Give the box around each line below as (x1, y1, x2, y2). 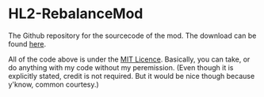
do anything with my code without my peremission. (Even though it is (8, 62, 234, 72)
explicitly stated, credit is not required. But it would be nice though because (8, 71, 255, 80)
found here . (8, 39, 46, 48)
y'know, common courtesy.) (8, 80, 99, 89)
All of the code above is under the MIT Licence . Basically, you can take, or (8, 54, 251, 64)
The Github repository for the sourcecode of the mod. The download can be (8, 31, 257, 40)
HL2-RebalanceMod (8, 5, 143, 23)
